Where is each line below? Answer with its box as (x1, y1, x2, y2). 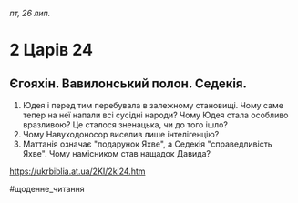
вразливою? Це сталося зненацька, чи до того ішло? (22, 119, 228, 130)
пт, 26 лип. (9, 8, 51, 18)
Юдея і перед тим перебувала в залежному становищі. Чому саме (22, 100, 284, 110)
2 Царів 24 (9, 40, 94, 60)
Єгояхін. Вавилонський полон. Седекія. (9, 76, 248, 91)
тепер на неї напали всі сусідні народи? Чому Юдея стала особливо (22, 109, 289, 120)
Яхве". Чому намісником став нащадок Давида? (22, 148, 211, 158)
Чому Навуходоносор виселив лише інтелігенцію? (22, 129, 220, 139)
